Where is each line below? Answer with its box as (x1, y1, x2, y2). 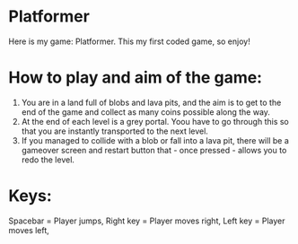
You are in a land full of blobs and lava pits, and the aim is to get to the (21, 97, 282, 108)
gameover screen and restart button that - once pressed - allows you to (21, 144, 287, 155)
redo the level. (21, 154, 75, 165)
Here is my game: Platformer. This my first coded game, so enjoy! (8, 36, 250, 47)
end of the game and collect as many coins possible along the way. (21, 106, 271, 118)
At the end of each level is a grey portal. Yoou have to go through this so (21, 116, 289, 126)
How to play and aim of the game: (8, 67, 262, 88)
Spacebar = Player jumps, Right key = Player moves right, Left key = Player (8, 215, 285, 226)
